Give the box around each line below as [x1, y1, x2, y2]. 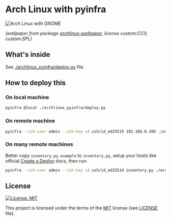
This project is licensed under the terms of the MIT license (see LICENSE [5, 205, 158, 211]
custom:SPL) [5, 36, 32, 42]
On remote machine [5, 117, 55, 124]
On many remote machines [5, 141, 73, 148]
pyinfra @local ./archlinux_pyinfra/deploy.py [5, 105, 106, 110]
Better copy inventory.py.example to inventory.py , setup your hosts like [5, 152, 157, 159]
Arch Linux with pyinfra [5, 4, 106, 15]
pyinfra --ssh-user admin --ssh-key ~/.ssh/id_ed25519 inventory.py [5, 168, 154, 173]
